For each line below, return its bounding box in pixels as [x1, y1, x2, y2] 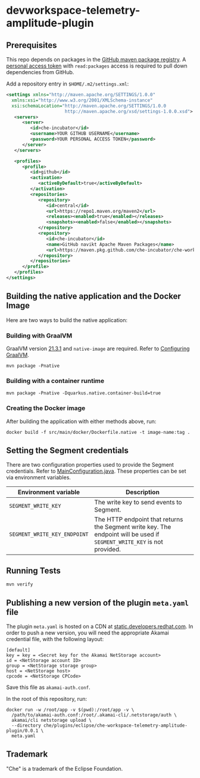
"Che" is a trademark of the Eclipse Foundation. [6, 765, 123, 772]
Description [126, 488, 160, 497]
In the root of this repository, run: [6, 696, 87, 703]
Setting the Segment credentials [6, 445, 129, 455]
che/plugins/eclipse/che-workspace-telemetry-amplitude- [43, 722, 187, 729]
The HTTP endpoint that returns [94, 515, 183, 523]
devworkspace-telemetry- [6, 4, 140, 17]
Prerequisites [6, 40, 57, 50]
